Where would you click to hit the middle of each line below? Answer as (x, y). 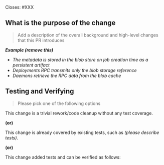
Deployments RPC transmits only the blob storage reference (74, 70)
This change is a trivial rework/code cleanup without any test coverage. (79, 113)
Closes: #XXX (20, 7)
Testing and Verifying (40, 91)
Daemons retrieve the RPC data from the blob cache (67, 75)
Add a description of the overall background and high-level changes (88, 35)
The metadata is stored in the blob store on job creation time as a (80, 59)
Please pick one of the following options (59, 103)
